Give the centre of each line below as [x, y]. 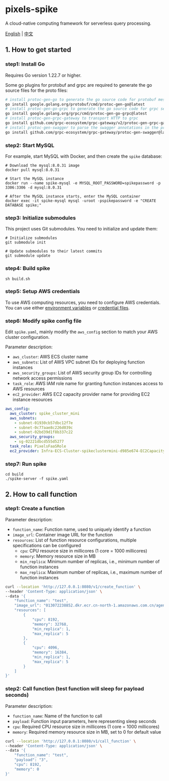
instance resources [32, 400]
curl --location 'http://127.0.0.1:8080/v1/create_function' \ [73, 587]
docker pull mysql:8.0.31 [32, 170]
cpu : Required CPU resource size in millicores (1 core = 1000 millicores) [86, 727]
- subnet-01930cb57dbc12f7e [44, 423]
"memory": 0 [27, 769]
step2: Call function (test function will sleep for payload [75, 689]
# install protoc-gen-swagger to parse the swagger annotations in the [82, 128]
